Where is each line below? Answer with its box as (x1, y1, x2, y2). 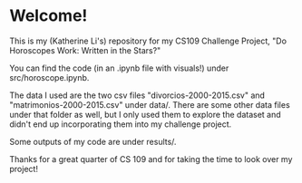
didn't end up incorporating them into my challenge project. (9, 119, 232, 130)
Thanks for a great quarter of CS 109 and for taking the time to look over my (9, 153, 293, 164)
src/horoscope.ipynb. (9, 72, 90, 82)
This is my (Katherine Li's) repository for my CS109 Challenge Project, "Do (9, 35, 287, 46)
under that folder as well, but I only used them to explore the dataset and (9, 109, 281, 120)
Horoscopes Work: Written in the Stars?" (9, 44, 161, 55)
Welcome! (9, 5, 88, 26)
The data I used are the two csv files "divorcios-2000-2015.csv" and (9, 90, 266, 101)
